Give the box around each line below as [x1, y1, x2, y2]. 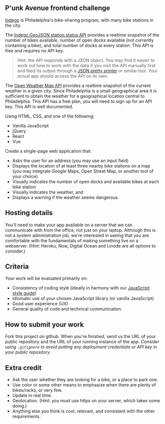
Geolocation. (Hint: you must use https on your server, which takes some [12, 398, 160, 404]
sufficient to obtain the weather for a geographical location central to [5, 93, 145, 99]
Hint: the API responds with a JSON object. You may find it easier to [17, 57, 155, 63]
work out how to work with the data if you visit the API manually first [17, 62, 156, 68]
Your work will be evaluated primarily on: [5, 275, 88, 281]
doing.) [12, 403, 27, 409]
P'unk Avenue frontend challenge [5, 4, 110, 12]
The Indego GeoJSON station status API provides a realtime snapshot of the [5, 32, 160, 38]
